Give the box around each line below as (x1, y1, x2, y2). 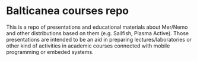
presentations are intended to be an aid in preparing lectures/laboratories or (6, 36, 192, 43)
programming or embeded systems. (6, 48, 94, 55)
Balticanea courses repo (6, 4, 129, 18)
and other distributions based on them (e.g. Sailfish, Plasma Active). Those (6, 29, 189, 36)
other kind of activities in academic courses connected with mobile (6, 42, 170, 49)
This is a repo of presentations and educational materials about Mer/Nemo (6, 23, 188, 30)
